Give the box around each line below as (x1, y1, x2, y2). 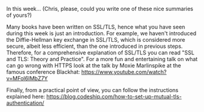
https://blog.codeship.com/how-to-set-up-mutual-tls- (46, 93, 182, 100)
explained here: (6, 93, 46, 100)
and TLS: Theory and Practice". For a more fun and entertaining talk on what (6, 56, 198, 62)
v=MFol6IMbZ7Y (6, 75, 48, 82)
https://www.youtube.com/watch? (81, 68, 167, 75)
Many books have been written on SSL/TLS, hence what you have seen (6, 24, 186, 30)
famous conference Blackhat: (6, 68, 80, 75)
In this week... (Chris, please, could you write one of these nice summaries (6, 5, 194, 12)
